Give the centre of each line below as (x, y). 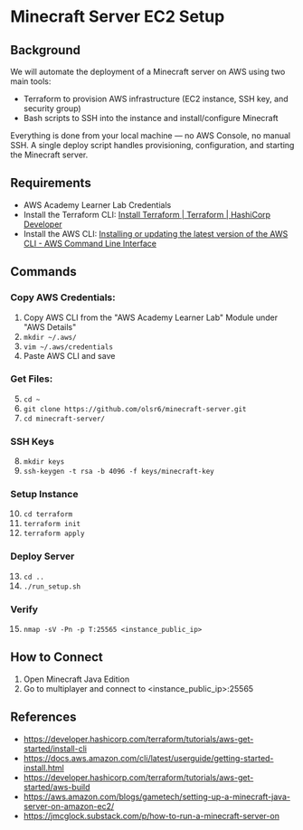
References (43, 717)
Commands (44, 272)
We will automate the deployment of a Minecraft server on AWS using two (148, 71)
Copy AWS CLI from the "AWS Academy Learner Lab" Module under (151, 317)
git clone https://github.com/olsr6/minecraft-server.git (135, 409)
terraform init (52, 524)
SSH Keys (33, 441)
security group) (52, 108)
